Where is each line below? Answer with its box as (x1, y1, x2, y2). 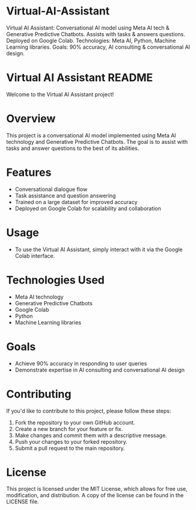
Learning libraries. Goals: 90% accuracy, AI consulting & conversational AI (6, 43, 191, 51)
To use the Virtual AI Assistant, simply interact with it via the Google (14, 246, 183, 253)
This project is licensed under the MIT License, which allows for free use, (6, 485, 188, 493)
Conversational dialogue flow (14, 185, 88, 193)
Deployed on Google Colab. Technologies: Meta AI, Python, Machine (6, 37, 176, 44)
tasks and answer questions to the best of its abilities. (6, 145, 139, 152)
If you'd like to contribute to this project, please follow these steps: (6, 407, 171, 414)
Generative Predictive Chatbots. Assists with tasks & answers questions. (6, 30, 185, 37)
